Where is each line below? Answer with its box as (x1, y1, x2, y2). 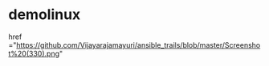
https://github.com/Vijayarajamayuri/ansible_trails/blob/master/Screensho (15, 40, 261, 49)
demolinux (8, 6, 81, 24)
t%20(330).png (8, 49, 60, 58)
